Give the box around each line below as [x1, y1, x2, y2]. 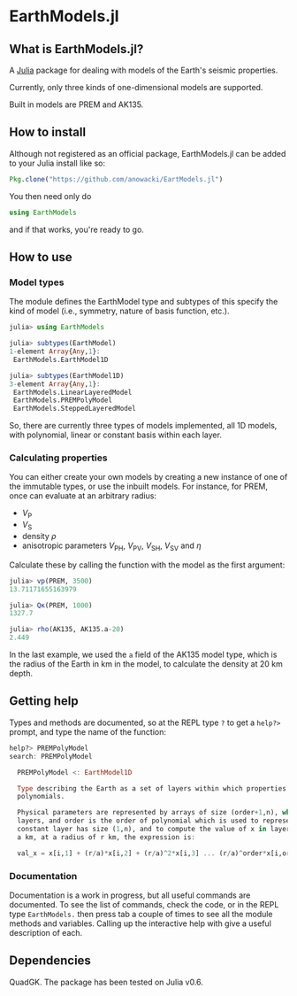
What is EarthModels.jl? [9, 42, 144, 57]
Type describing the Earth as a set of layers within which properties [17, 784, 287, 793]
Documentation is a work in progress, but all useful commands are [9, 890, 251, 900]
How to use [9, 250, 72, 265]
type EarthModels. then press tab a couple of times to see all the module [9, 908, 273, 919]
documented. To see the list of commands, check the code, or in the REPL [9, 899, 279, 909]
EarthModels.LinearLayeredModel [12, 388, 133, 397]
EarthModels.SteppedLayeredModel [12, 405, 137, 413]
